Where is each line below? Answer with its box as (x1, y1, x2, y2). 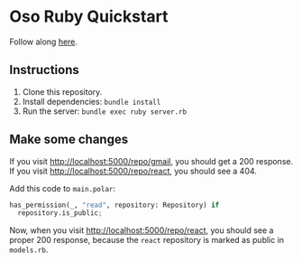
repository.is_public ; (17, 209, 103, 218)
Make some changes (9, 132, 129, 147)
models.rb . (9, 244, 49, 255)
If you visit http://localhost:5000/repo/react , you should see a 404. (9, 165, 257, 176)
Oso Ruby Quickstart (9, 6, 169, 27)
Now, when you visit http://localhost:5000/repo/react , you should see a (9, 225, 274, 236)
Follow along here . (9, 36, 78, 47)
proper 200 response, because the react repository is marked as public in (9, 235, 285, 246)
